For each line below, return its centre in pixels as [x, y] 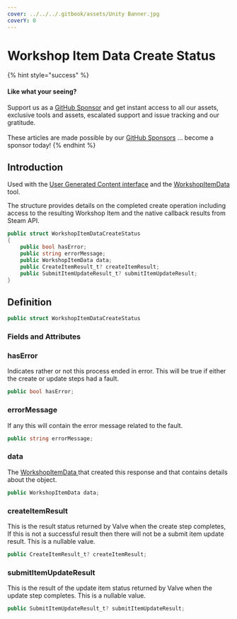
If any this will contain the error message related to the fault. [95, 425]
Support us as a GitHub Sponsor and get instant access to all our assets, [113, 107]
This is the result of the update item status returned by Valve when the [110, 588]
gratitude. [22, 122]
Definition [29, 302]
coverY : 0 [22, 21]
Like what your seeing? [42, 92]
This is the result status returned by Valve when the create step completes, [117, 526]
